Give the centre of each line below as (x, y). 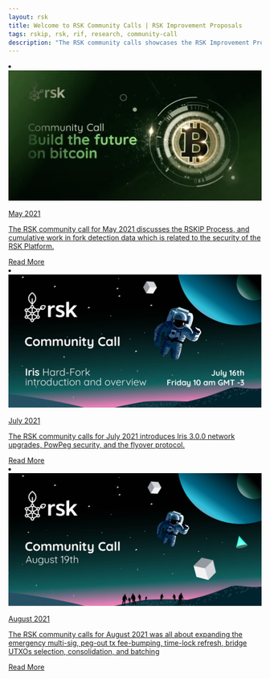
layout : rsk (28, 17)
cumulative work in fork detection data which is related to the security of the (135, 238)
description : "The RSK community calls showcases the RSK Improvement (129, 43)
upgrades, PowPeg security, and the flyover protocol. (96, 444)
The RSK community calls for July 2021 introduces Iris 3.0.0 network (122, 436)
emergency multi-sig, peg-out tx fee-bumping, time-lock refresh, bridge (128, 643)
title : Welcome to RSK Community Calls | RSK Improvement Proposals (125, 25)
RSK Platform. (31, 246)
